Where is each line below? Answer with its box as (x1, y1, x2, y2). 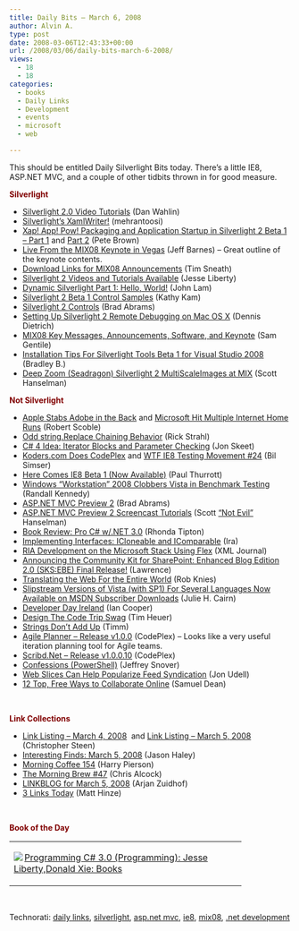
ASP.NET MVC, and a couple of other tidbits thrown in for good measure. (9, 171, 278, 182)
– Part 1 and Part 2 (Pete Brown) (21, 235, 140, 245)
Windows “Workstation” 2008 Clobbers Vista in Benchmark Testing (21, 478, 270, 489)
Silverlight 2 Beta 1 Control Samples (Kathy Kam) (21, 292, 202, 303)
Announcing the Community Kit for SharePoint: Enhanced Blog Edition (21, 554, 279, 565)
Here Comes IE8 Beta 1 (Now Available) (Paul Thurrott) (21, 469, 223, 480)
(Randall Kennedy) (21, 488, 91, 499)
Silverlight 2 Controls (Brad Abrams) (21, 301, 156, 312)
